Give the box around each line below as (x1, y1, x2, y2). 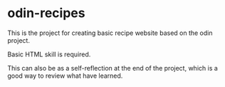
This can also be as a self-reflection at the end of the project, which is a (7, 63, 219, 72)
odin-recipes (7, 5, 85, 21)
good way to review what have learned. (7, 71, 123, 80)
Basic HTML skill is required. (7, 50, 91, 58)
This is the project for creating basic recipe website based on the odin (7, 29, 213, 37)
